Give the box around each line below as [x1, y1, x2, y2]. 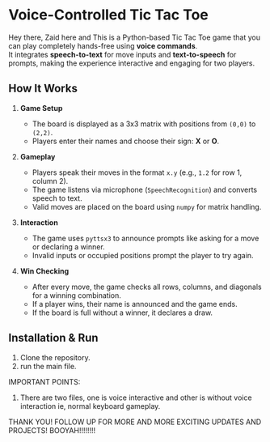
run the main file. [19, 361, 77, 371]
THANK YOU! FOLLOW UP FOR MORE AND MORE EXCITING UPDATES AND [8, 417, 262, 427]
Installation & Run [8, 331, 99, 345]
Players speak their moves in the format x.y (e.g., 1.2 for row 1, [32, 168, 243, 177]
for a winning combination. [32, 290, 121, 300]
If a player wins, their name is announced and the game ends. [32, 299, 238, 308]
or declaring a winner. [32, 241, 105, 252]
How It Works [8, 82, 78, 96]
